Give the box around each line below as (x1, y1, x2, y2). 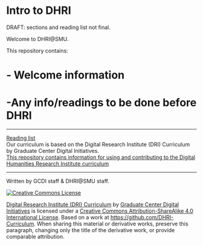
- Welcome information (6, 68, 125, 82)
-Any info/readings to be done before (6, 96, 197, 109)
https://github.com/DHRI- (110, 214, 174, 221)
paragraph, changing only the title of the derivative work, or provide (6, 227, 175, 234)
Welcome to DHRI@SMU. (6, 35, 69, 42)
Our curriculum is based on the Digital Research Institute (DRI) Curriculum (6, 141, 190, 148)
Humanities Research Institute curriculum (6, 160, 109, 167)
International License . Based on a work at (6, 214, 109, 221)
